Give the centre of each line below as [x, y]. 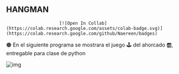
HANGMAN [28, 10]
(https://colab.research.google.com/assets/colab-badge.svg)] [84, 28]
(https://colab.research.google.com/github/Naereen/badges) [82, 33]
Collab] [98, 23]
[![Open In [72, 23]
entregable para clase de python [46, 53]
